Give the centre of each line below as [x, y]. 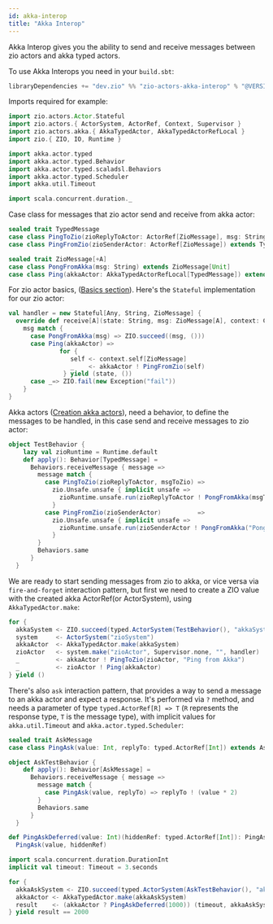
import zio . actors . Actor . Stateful [67, 116]
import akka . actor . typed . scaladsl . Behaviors [85, 169]
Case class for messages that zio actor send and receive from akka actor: [132, 215]
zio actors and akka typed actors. [64, 55]
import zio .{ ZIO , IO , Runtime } [65, 139]
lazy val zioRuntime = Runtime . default [91, 452]
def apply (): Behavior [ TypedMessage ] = [91, 460]
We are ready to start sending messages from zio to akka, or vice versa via [134, 581]
